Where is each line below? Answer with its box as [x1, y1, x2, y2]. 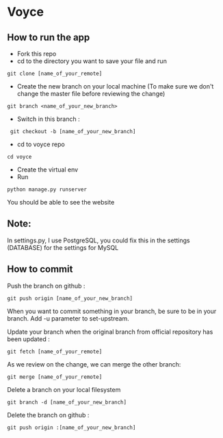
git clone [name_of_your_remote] [7, 70, 103, 77]
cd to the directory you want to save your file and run [16, 57, 168, 65]
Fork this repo [16, 49, 57, 58]
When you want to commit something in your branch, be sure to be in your [7, 307, 217, 315]
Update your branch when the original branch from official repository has [7, 327, 213, 336]
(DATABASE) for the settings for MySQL [7, 243, 119, 251]
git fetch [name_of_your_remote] [7, 348, 103, 355]
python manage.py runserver [7, 186, 88, 193]
